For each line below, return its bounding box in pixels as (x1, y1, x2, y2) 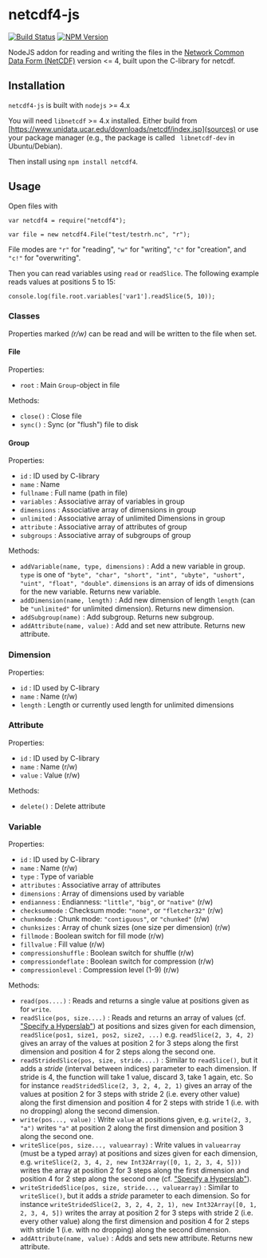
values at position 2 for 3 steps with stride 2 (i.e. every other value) (19, 1090, 241, 1099)
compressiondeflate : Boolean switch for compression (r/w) (19, 956, 214, 967)
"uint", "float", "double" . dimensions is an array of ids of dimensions (19, 579, 254, 588)
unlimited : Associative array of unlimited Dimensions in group (19, 513, 226, 524)
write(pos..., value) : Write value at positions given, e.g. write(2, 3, (19, 1115, 253, 1125)
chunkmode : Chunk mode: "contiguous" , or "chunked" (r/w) (19, 914, 210, 924)
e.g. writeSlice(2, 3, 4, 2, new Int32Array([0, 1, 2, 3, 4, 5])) (19, 1157, 241, 1167)
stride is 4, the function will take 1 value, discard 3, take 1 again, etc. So (19, 1072, 253, 1082)
